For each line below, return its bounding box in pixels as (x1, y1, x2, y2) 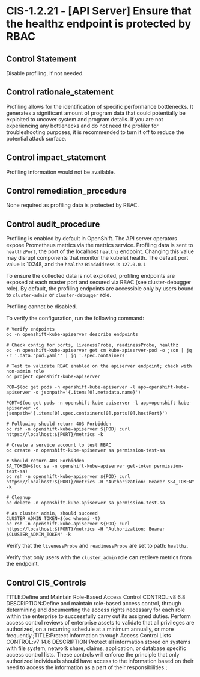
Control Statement (6, 54, 77, 64)
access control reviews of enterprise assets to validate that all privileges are (6, 619, 195, 626)
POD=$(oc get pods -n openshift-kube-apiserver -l (6, 384, 136, 390)
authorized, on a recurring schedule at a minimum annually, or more (6, 625, 174, 633)
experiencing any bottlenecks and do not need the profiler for (6, 122, 159, 129)
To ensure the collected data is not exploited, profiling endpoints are (6, 272, 175, 280)
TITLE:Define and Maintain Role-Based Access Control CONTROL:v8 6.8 (6, 593, 186, 601)
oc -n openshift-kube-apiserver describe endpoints (6, 332, 138, 338)
